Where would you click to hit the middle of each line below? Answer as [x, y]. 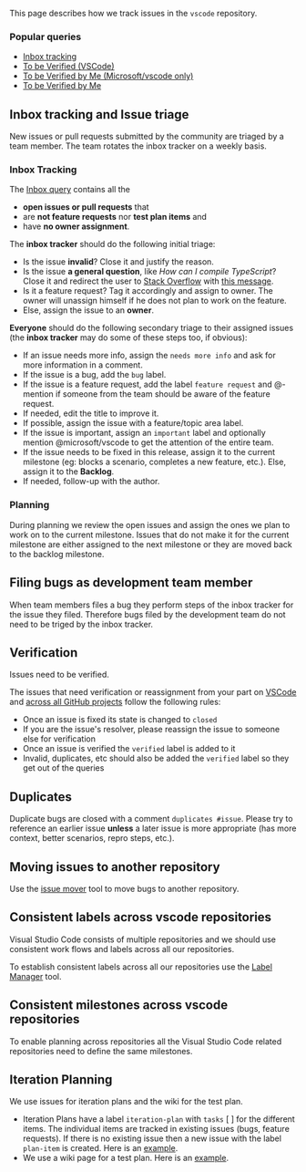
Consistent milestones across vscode [119, 1006]
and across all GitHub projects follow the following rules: [115, 702]
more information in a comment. [82, 365]
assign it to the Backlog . [68, 472]
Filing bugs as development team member [131, 583]
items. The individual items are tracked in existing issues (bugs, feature [156, 1129]
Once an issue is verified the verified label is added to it [129, 749]
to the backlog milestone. [57, 554]
